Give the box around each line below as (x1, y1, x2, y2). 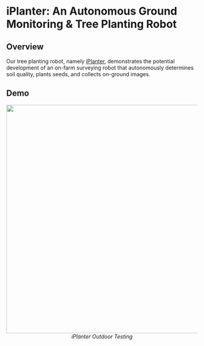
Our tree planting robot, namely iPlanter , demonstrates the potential (6, 58, 175, 65)
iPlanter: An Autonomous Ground (6, 4, 177, 18)
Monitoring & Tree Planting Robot (6, 17, 177, 31)
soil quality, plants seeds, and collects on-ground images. (6, 71, 151, 77)
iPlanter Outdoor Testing (71, 333, 133, 340)
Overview (6, 41, 44, 52)
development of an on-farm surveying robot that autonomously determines (6, 64, 194, 71)
